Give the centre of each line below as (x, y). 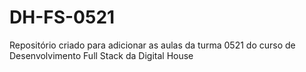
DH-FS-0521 (62, 17)
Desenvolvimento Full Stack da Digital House (101, 55)
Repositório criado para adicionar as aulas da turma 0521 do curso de (152, 45)
